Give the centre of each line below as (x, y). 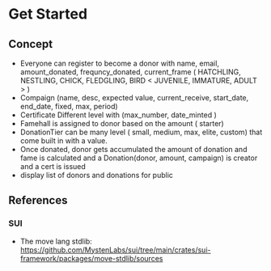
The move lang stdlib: (56, 241)
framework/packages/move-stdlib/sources (91, 258)
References (38, 200)
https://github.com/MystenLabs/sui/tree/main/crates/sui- (115, 250)
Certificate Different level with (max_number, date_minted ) (118, 115)
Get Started (48, 14)
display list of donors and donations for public (97, 175)
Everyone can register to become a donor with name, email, (120, 63)
